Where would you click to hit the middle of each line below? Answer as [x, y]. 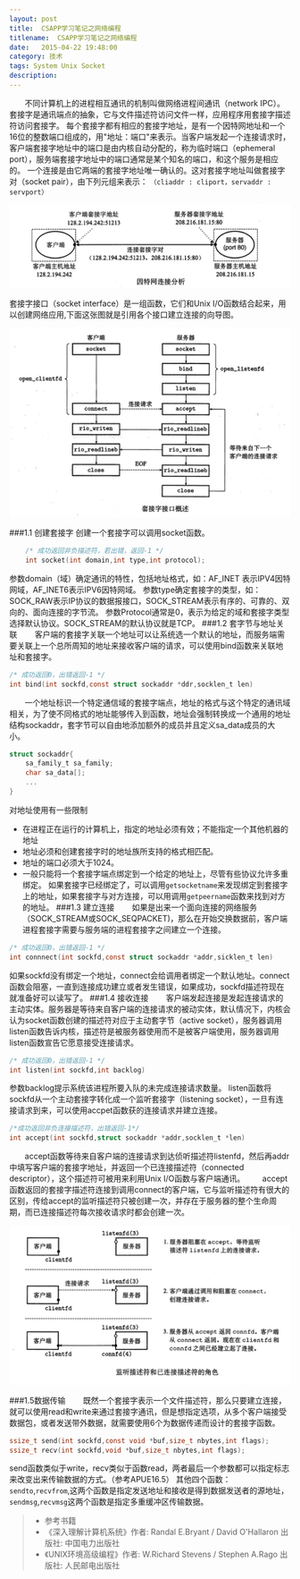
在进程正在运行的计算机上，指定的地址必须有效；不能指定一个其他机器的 [155, 828]
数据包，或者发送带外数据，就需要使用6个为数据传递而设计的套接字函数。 [145, 1422]
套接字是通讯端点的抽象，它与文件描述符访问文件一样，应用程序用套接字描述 [150, 114]
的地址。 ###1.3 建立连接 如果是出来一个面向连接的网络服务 [139, 907]
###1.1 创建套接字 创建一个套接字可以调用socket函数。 [109, 533]
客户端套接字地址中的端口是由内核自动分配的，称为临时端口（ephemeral [142, 148]
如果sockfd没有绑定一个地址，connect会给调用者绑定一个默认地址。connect [150, 975]
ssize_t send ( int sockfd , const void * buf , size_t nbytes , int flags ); [139, 1440]
